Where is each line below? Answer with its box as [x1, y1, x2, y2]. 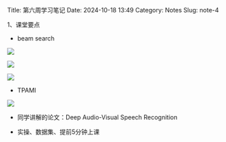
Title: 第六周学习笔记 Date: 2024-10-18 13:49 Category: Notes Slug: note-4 [7, 6, 219, 14]
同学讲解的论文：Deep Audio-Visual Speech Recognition [17, 113, 178, 121]
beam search [17, 34, 55, 43]
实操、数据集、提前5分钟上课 [17, 128, 100, 136]
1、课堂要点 [7, 21, 40, 29]
